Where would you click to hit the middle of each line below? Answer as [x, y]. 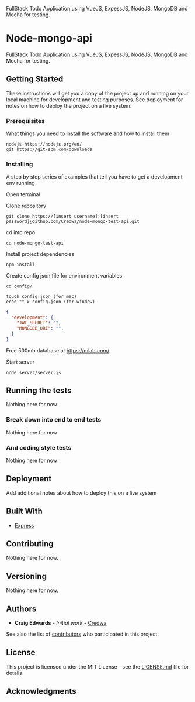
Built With [24, 511]
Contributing [30, 544]
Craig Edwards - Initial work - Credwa [60, 623]
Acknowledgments [41, 691]
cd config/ [19, 286]
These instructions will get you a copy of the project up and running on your [97, 93]
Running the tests [39, 390]
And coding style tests [39, 447]
